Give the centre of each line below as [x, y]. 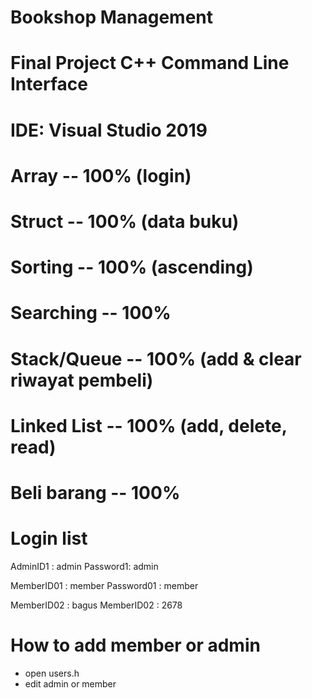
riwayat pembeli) [82, 380]
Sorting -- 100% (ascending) [132, 267]
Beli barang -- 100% [95, 492]
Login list [49, 538]
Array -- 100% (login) [101, 175]
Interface [49, 84]
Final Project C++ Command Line [150, 63]
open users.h [52, 673]
